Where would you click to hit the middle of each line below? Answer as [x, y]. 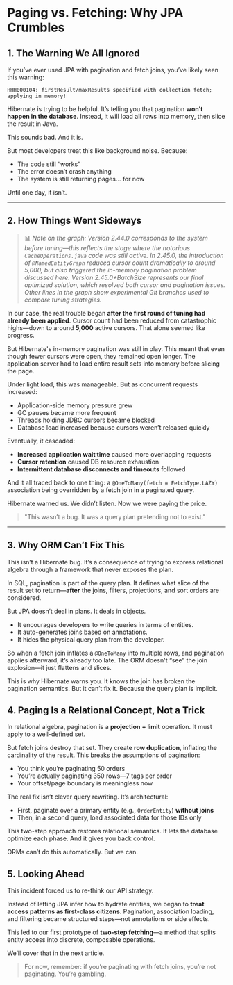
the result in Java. [33, 124]
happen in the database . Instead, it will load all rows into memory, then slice [116, 116]
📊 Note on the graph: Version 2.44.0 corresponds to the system [116, 238]
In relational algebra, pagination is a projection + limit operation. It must [110, 727]
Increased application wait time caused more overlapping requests [114, 454]
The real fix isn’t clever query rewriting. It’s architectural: [88, 797]
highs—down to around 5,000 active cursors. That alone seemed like [106, 327]
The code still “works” [49, 164]
